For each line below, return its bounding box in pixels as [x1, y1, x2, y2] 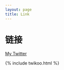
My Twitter [5, 51, 27, 57]
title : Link [5, 12, 30, 17]
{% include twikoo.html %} [5, 60, 60, 66]
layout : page [5, 7, 32, 12]
